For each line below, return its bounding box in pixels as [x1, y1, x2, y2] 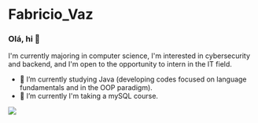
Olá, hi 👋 [8, 34, 41, 45]
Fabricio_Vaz [8, 5, 94, 24]
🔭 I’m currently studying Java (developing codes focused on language [19, 74, 247, 84]
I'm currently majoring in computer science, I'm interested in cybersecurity [8, 51, 250, 60]
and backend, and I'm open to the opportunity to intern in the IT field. [8, 60, 232, 69]
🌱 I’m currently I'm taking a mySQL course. [19, 92, 159, 101]
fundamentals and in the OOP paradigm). [19, 83, 153, 92]
